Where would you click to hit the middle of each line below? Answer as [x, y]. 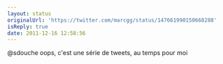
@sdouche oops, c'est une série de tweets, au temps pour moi [98, 53]
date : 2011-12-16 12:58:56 [46, 33]
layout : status [29, 14]
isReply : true [28, 26]
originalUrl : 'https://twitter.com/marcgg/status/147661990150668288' [112, 20]
